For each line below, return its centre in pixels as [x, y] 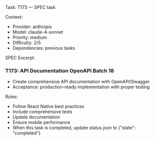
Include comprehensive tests [42, 112]
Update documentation [36, 117]
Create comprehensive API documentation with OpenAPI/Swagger [81, 82]
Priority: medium [30, 37]
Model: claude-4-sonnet [38, 32]
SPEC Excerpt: [20, 58]
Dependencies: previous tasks [44, 48]
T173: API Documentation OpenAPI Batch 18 [60, 71]
